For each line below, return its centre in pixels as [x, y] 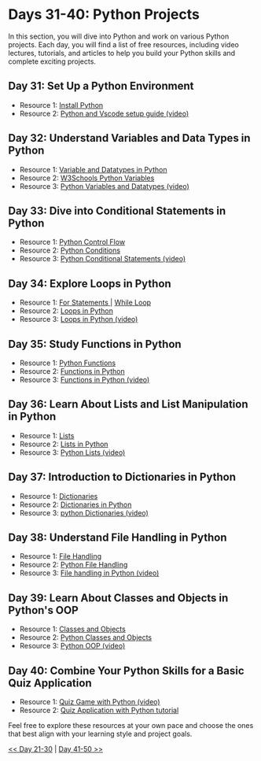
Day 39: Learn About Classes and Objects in [118, 598]
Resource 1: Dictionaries [59, 496]
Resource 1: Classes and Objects [72, 629]
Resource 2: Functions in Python [72, 371]
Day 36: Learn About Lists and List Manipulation [128, 404]
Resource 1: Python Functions [68, 363]
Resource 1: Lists [47, 435]
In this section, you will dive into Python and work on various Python [119, 36]
